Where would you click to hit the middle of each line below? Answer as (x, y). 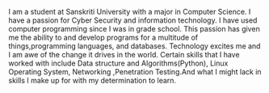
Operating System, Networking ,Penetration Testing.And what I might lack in (135, 72)
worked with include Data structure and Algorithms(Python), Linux (118, 63)
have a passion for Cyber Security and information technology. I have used (133, 20)
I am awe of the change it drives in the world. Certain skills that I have (124, 55)
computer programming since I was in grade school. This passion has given (134, 29)
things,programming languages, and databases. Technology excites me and (134, 46)
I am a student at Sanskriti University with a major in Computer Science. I (130, 12)
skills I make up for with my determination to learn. (92, 80)
